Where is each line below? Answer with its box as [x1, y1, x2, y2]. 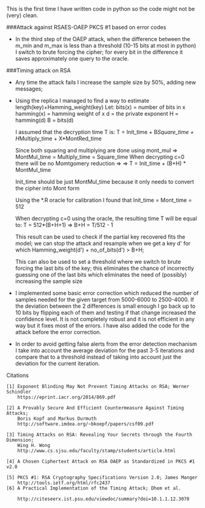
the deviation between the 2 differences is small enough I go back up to [15, 302, 196, 310]
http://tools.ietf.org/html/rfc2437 [17, 480, 111, 486]
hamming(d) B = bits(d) [15, 116, 74, 124]
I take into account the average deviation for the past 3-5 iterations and [15, 347, 195, 354]
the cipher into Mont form [15, 185, 80, 192]
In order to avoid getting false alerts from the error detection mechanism [15, 340, 197, 348]
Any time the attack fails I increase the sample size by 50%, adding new [15, 79, 196, 86]
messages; [15, 85, 43, 92]
